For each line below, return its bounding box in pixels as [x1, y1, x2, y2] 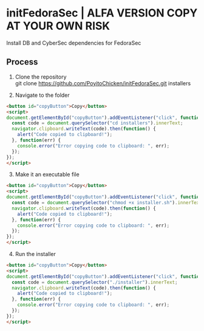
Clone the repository [15, 73, 67, 80]
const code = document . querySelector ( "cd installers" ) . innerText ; [12, 120, 183, 126]
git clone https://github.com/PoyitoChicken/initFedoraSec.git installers [15, 79, 191, 87]
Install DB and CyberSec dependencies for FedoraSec [6, 39, 141, 46]
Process [6, 57, 38, 67]
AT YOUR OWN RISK [6, 19, 110, 33]
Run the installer [15, 251, 56, 257]
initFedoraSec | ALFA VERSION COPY [6, 6, 198, 20]
